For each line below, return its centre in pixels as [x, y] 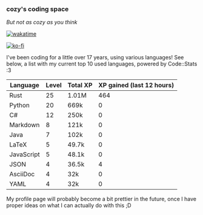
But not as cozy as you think [42, 22]
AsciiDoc [22, 174]
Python [20, 105]
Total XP [80, 85]
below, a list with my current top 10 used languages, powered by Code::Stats [102, 64]
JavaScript [25, 154]
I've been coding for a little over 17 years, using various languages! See [95, 58]
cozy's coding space [38, 9]
